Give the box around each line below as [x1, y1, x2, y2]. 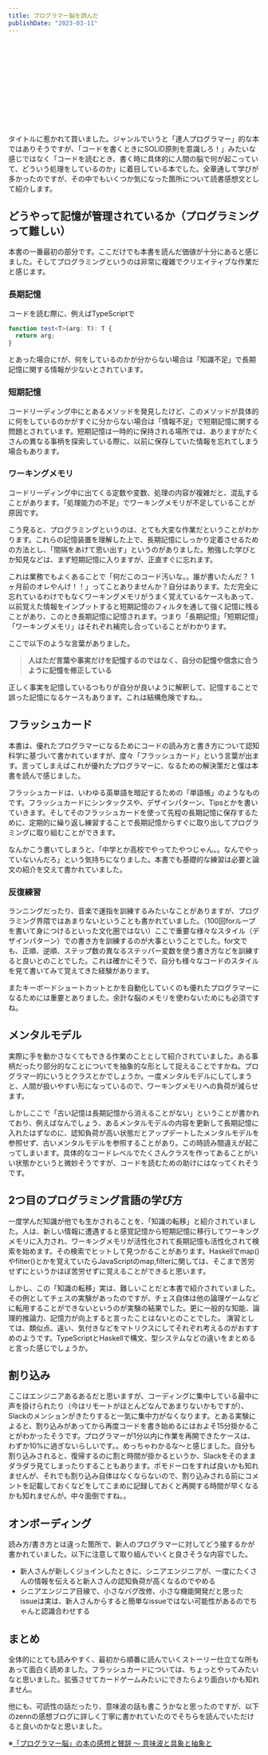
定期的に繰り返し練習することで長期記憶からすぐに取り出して [29, 818, 231, 827]
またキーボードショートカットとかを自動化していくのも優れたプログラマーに [8, 983, 260, 992]
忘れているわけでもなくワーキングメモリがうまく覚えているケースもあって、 [8, 592, 258, 601]
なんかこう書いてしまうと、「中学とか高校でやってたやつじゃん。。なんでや [8, 844, 252, 854]
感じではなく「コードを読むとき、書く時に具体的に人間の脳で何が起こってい [8, 153, 259, 164]
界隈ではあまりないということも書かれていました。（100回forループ [35, 916, 256, 925]
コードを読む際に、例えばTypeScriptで [8, 308, 136, 318]
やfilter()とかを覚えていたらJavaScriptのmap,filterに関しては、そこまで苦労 [8, 1256, 255, 1266]
